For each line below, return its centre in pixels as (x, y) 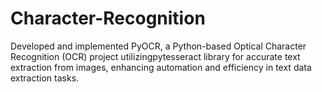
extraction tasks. (45, 78)
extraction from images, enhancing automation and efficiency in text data (161, 67)
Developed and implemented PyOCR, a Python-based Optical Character (158, 46)
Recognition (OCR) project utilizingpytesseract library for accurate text (155, 56)
